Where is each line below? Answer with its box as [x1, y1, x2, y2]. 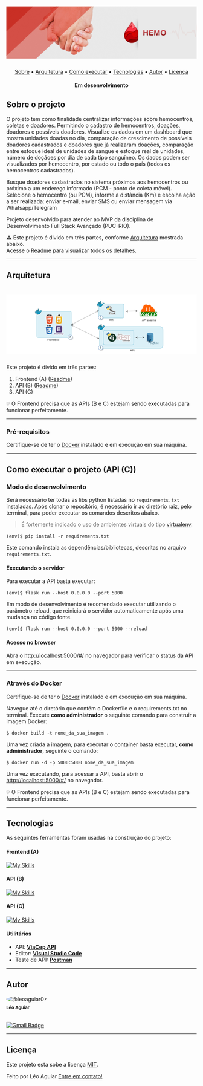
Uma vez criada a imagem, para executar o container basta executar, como [6, 741, 194, 748]
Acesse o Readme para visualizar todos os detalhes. [6, 247, 137, 254]
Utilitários [6, 930, 32, 937]
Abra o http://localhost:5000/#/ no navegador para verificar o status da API [6, 652, 194, 659]
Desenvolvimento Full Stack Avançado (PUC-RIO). [6, 223, 131, 230]
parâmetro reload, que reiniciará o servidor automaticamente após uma [6, 607, 184, 614]
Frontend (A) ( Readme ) [14, 375, 72, 382]
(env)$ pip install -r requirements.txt [6, 533, 110, 539]
